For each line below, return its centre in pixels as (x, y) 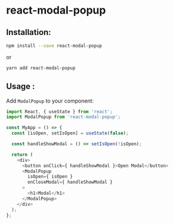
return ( (22, 155)
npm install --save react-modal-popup (54, 46)
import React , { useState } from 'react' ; (59, 111)
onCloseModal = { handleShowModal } (70, 182)
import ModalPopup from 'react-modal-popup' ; (63, 117)
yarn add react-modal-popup (41, 68)
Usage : (21, 87)
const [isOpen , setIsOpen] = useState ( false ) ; (70, 133)
